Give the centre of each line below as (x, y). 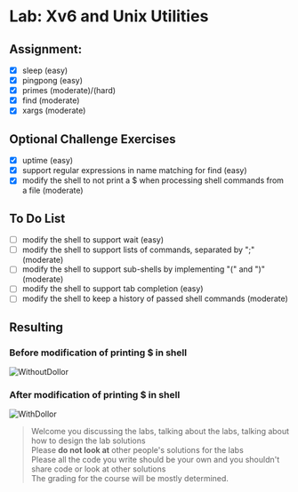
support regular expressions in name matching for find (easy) (134, 171)
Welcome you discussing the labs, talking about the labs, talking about (160, 432)
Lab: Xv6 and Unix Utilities (109, 16)
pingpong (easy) (52, 81)
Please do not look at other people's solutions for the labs (137, 450)
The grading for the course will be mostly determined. (130, 479)
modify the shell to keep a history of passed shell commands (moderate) (155, 298)
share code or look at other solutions (98, 469)
